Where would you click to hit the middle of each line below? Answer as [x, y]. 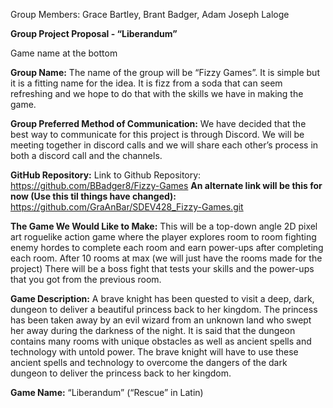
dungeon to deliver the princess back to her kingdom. [121, 373]
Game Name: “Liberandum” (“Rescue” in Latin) [107, 392]
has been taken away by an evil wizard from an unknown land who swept [161, 320]
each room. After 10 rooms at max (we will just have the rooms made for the [166, 258]
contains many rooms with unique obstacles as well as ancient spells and [161, 341]
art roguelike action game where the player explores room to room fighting [163, 237]
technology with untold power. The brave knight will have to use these [154, 352]
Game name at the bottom [64, 53]
